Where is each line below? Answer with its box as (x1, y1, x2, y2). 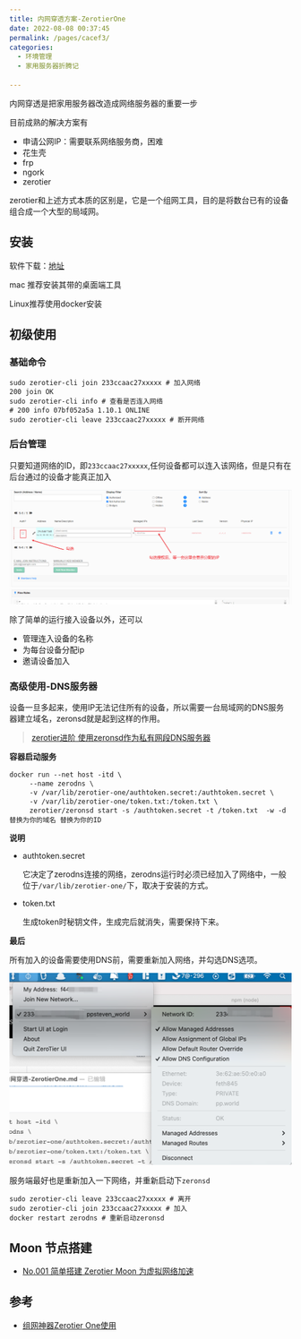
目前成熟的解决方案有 (9, 116, 88, 127)
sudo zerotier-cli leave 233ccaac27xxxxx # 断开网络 (9, 416, 205, 425)
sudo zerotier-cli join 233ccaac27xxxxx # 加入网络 (9, 379, 202, 388)
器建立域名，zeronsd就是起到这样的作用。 (9, 713, 166, 725)
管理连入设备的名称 (21, 632, 94, 644)
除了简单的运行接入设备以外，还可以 (9, 614, 143, 624)
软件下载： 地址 (9, 260, 64, 270)
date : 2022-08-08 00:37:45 (9, 23, 110, 33)
